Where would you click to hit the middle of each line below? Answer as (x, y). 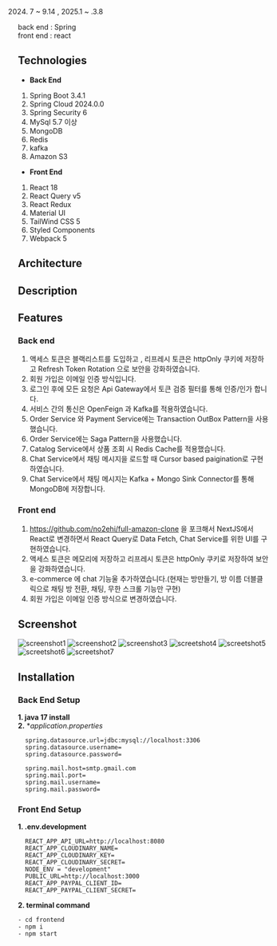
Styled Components (62, 230)
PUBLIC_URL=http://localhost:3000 (82, 876)
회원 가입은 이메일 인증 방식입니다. (83, 379)
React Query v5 (55, 196)
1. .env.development (52, 827)
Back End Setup (49, 700)
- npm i (31, 927)
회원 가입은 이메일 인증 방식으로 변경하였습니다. (103, 598)
